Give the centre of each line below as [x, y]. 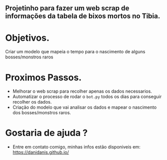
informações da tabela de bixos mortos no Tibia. [83, 16]
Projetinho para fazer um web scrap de [67, 8]
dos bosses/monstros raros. [42, 113]
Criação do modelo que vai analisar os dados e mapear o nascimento [85, 107]
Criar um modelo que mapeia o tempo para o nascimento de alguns [75, 52]
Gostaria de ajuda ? [46, 133]
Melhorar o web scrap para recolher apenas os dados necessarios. [82, 91]
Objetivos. [27, 38]
